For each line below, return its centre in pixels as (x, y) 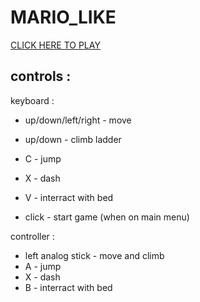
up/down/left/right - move (78, 120)
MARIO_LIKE (63, 17)
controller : (32, 236)
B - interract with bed (68, 287)
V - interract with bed (69, 197)
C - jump (43, 158)
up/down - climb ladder (73, 139)
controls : (41, 76)
